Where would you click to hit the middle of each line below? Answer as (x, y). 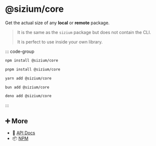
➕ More (16, 121)
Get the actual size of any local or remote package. (57, 23)
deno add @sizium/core (28, 96)
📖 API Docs (24, 133)
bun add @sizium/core (27, 87)
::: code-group (20, 51)
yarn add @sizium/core (28, 78)
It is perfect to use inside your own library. (60, 42)
